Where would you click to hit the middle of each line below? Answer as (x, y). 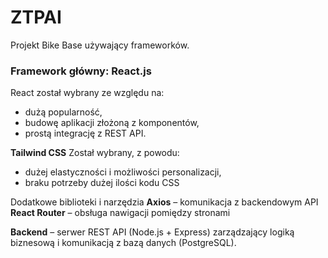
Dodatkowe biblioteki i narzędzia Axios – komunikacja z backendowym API (164, 202)
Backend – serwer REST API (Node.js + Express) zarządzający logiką (152, 232)
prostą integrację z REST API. (85, 133)
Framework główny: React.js (81, 71)
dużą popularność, (63, 112)
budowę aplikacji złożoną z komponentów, (112, 123)
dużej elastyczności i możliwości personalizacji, (123, 172)
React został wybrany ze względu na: (87, 93)
